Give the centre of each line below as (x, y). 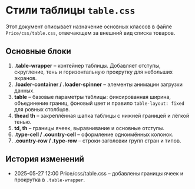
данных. (24, 90)
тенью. (23, 122)
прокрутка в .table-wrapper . (49, 180)
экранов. (25, 78)
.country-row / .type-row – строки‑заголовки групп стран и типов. (97, 140)
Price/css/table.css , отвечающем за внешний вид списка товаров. (90, 32)
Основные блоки (38, 52)
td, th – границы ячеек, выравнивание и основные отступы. (89, 128)
